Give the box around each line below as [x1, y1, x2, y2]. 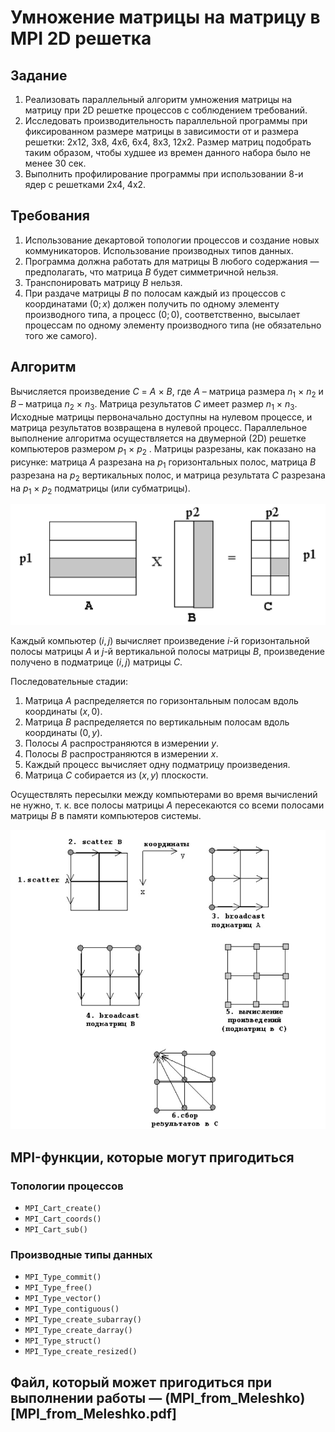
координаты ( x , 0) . [24, 706, 103, 718]
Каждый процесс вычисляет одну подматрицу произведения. [24, 759, 291, 771]
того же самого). [24, 329, 98, 341]
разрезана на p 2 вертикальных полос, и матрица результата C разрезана [10, 469, 326, 483]
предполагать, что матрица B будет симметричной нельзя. [24, 266, 279, 278]
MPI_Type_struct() [24, 1336, 102, 1346]
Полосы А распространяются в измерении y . [24, 737, 220, 750]
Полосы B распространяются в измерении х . [24, 748, 219, 760]
